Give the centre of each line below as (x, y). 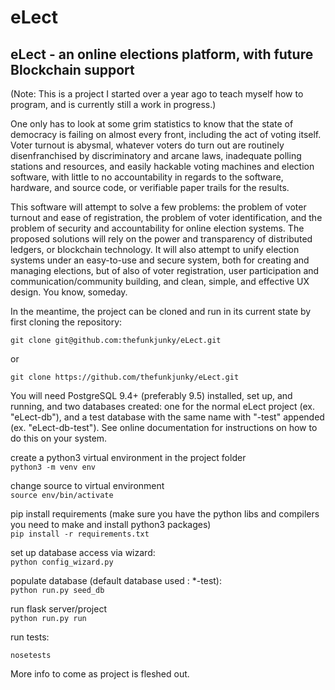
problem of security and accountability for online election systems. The (157, 228)
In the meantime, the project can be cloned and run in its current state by (161, 311)
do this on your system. (59, 438)
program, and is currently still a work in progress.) (113, 104)
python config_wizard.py (62, 562)
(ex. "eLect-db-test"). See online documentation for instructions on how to (164, 427)
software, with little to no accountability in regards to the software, (147, 177)
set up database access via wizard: (83, 552)
